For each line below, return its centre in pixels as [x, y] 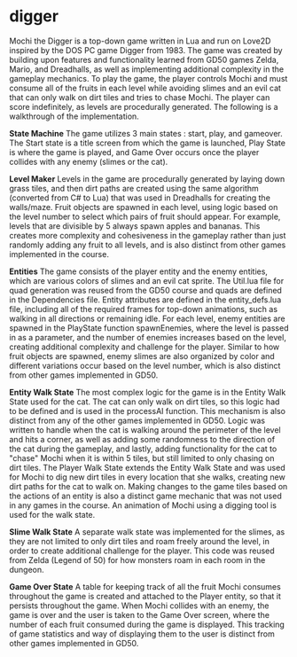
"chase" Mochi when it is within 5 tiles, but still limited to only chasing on [142, 458]
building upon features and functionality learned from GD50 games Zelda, [144, 59]
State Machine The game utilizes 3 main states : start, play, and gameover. [146, 133]
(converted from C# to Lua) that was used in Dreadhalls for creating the [140, 198]
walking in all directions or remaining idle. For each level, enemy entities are [147, 318]
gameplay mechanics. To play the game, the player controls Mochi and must [148, 78]
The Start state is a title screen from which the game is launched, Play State [148, 143]
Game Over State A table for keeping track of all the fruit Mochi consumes [145, 586]
